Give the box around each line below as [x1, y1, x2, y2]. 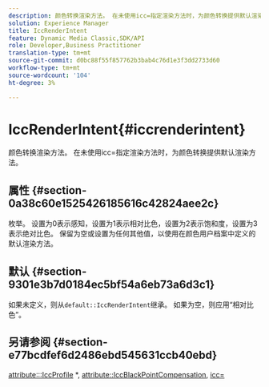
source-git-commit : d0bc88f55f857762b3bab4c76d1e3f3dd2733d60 [8, 57, 220, 65]
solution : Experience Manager [8, 19, 110, 27]
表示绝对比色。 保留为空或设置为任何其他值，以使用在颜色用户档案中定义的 [8, 229, 256, 239]
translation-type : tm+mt [8, 49, 91, 57]
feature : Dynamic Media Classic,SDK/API [8, 34, 146, 42]
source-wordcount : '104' [8, 71, 91, 79]
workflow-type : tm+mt [8, 64, 81, 72]
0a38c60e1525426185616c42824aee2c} [8, 196, 219, 210]
